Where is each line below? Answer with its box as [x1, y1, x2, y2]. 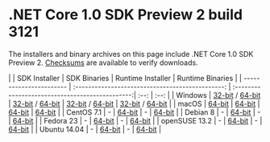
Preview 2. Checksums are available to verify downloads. [8, 58, 199, 67]
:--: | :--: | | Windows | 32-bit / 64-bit [138, 90, 261, 99]
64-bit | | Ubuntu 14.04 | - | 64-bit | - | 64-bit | [8, 124, 162, 134]
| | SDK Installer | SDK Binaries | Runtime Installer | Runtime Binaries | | [8, 73, 242, 83]
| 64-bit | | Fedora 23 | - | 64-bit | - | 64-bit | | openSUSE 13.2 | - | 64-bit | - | [8, 116, 263, 125]
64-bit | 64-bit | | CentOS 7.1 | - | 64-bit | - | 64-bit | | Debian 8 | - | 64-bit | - [8, 107, 261, 117]
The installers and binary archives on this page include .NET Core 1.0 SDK [8, 49, 254, 59]
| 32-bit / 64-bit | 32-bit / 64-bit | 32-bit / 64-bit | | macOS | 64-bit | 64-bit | [8, 99, 260, 108]
